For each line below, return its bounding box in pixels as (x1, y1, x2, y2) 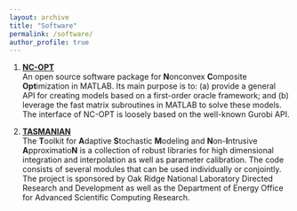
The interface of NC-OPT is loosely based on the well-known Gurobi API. (21, 109, 290, 120)
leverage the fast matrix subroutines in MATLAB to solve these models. (21, 99, 282, 111)
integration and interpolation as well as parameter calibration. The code (21, 154, 285, 165)
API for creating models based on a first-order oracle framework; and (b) (21, 90, 289, 101)
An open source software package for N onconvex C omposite (21, 72, 247, 82)
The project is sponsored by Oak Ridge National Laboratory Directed (21, 174, 274, 184)
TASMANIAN (21, 126, 71, 137)
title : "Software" (9, 21, 77, 30)
